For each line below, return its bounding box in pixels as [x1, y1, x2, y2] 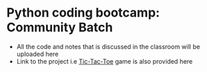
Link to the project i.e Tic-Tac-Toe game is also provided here [16, 57, 193, 65]
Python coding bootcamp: [6, 5, 160, 21]
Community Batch [6, 19, 113, 35]
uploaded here [16, 50, 59, 58]
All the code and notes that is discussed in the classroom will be [16, 42, 201, 51]
